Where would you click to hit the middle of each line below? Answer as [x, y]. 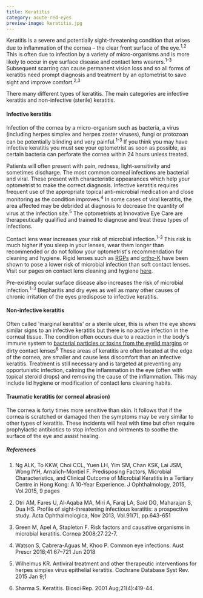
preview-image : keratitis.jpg [45, 23]
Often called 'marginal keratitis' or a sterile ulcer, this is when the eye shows [101, 324]
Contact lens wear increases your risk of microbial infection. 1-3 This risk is [99, 238]
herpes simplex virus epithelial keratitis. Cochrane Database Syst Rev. [102, 570]
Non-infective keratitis [35, 310]
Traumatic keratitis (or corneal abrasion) [58, 397]
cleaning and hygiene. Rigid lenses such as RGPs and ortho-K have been [97, 258]
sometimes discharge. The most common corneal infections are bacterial [98, 173]
